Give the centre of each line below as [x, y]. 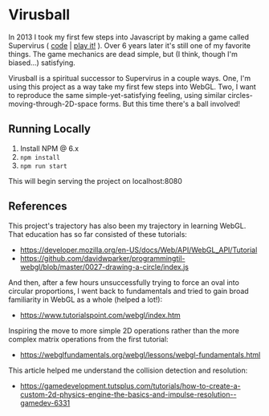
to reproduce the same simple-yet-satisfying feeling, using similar [117, 95]
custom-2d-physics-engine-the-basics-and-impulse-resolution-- [128, 394]
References [38, 206]
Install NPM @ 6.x [49, 148]
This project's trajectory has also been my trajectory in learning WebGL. [127, 226]
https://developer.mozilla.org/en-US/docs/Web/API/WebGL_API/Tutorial [139, 250]
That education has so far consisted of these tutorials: [98, 234]
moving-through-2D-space [53, 104]
